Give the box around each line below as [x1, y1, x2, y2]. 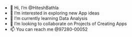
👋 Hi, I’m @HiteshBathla [9, 5, 59, 10]
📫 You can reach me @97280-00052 [9, 26, 88, 32]
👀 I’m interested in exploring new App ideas [9, 10, 100, 16]
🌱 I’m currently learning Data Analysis [9, 15, 87, 21]
